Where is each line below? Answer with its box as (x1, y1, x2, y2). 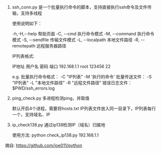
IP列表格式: (12, 53, 35, 59)
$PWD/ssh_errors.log (12, 85, 55, 91)
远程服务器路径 (36, 43, 66, 48)
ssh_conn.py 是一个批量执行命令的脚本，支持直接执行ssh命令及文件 (12, 4, 148, 10)
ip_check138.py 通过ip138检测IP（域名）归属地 (12, 122, 106, 127)
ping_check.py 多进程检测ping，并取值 (12, 95, 90, 101)
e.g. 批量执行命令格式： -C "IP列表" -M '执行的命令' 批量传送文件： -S (12, 74, 152, 79)
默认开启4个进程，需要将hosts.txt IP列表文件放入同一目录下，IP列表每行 (12, 106, 156, 111)
